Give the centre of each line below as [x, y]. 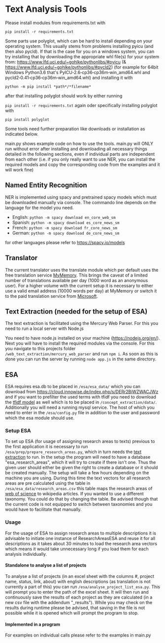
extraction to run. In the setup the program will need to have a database [78, 457]
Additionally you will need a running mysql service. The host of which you [80, 407]
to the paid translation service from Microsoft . [52, 296]
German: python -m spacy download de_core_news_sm [66, 233]
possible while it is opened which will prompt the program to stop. [72, 613]
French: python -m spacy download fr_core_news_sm [65, 227]
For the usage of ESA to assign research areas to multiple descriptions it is [81, 533]
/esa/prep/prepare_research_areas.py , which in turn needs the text [73, 452]
